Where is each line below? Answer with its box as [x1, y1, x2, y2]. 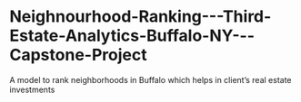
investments [9, 84, 55, 95]
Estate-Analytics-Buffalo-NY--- [9, 25, 256, 46]
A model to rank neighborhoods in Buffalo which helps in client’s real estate [9, 74, 293, 85]
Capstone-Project [9, 45, 147, 65]
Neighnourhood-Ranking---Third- [9, 6, 272, 27]
